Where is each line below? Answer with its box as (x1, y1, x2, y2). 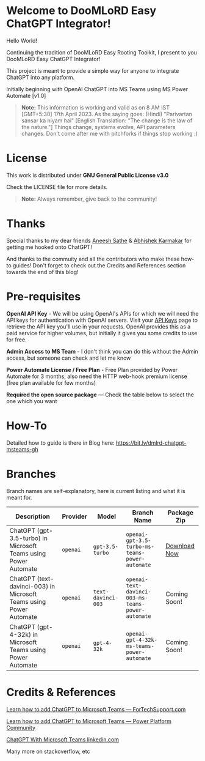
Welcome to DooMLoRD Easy (6, 4, 157, 18)
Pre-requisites (6, 290, 81, 303)
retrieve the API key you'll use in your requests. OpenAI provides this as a (6, 322, 191, 330)
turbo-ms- (126, 543, 154, 550)
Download (165, 541, 195, 550)
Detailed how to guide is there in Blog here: (6, 439, 115, 447)
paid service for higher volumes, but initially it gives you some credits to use (6, 329, 198, 336)
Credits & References (6, 685, 116, 699)
